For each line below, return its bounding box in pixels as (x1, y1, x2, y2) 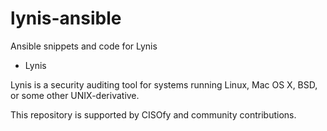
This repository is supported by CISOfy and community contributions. (10, 108, 297, 121)
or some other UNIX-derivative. (10, 89, 140, 101)
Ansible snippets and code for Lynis (10, 40, 158, 52)
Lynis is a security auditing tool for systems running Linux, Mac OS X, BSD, (10, 78, 318, 91)
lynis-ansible (10, 7, 122, 30)
